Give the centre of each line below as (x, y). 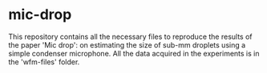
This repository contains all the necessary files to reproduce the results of (130, 36)
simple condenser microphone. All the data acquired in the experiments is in (134, 53)
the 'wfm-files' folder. (44, 62)
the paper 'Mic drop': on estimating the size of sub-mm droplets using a (127, 44)
